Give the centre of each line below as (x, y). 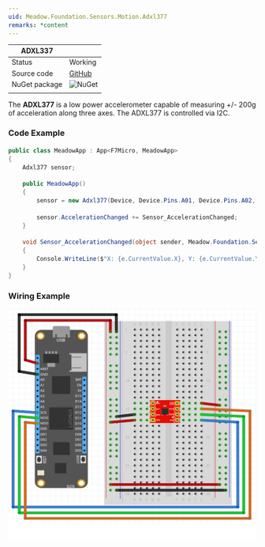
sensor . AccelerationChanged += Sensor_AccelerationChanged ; (137, 217)
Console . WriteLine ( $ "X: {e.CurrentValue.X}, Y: (116, 259)
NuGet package (37, 84)
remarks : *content (38, 25)
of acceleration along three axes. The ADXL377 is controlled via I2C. (119, 113)
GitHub (80, 73)
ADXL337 (37, 51)
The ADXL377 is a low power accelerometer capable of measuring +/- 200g (132, 104)
